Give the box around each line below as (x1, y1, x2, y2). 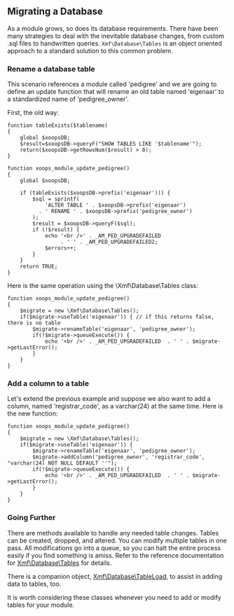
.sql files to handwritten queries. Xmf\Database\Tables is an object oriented (7, 39, 223, 48)
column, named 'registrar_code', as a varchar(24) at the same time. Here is (7, 402, 223, 411)
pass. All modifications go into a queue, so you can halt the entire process (7, 543, 221, 552)
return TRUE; (20, 263, 58, 271)
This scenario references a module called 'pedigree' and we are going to (7, 80, 217, 88)
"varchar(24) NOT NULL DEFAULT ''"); (7, 460, 118, 467)
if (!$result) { (32, 226, 80, 233)
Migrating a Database (7, 6, 104, 18)
